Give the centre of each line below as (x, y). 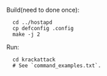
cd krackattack (34, 60)
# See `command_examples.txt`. (57, 66)
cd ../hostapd (32, 23)
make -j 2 (26, 34)
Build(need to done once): (43, 10)
